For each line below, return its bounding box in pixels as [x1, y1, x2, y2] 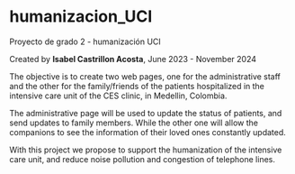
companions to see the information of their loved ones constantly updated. [9, 126, 286, 137]
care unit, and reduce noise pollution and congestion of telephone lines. [9, 153, 276, 164]
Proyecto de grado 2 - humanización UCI [9, 36, 162, 47]
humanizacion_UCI [9, 6, 153, 27]
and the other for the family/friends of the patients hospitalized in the [9, 80, 265, 91]
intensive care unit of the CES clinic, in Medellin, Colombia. [9, 90, 228, 101]
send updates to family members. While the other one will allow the [9, 117, 259, 128]
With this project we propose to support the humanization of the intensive [9, 144, 282, 155]
